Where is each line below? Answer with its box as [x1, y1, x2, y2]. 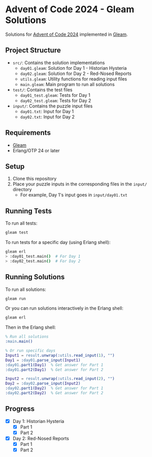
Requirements [5, 128, 51, 137]
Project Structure [5, 46, 61, 55]
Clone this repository [12, 176, 57, 182]
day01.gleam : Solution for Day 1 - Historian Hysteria [20, 65, 127, 71]
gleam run [5, 296, 26, 301]
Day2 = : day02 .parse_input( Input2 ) [5, 381, 81, 386]
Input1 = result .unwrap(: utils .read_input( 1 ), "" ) [5, 353, 115, 358]
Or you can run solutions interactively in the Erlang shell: [5, 305, 124, 311]
